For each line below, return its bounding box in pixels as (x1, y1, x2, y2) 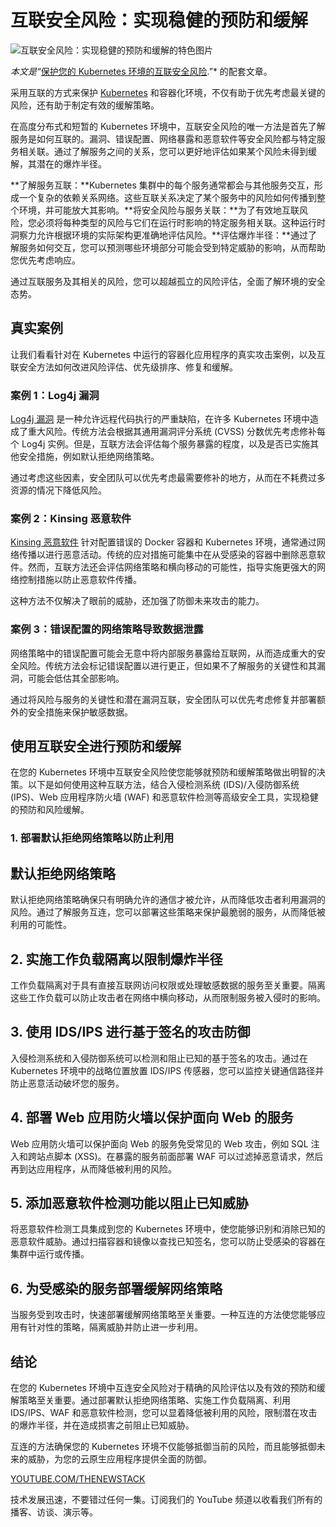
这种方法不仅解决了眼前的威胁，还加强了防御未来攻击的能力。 (10, 595, 265, 607)
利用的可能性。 (10, 919, 72, 931)
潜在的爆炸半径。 (36, 157, 107, 170)
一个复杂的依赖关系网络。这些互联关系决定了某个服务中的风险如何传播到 (18, 191, 317, 203)
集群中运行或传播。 (10, 1248, 90, 1260)
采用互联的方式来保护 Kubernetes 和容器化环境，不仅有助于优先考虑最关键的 (10, 86, 326, 98)
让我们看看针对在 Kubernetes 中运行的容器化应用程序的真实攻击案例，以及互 (10, 348, 326, 360)
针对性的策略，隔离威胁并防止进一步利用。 (27, 1321, 203, 1333)
